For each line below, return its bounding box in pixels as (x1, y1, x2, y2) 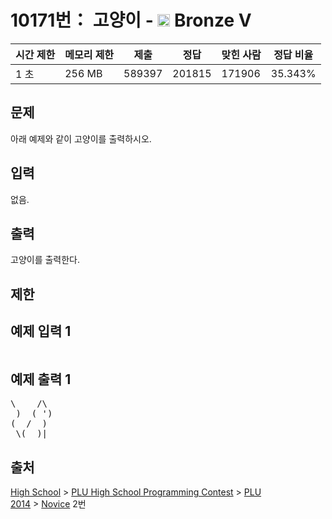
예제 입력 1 (10, 323, 72, 340)
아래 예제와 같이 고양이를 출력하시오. (10, 132, 152, 145)
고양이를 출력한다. (10, 254, 81, 266)
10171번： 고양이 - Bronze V (10, 9, 252, 32)
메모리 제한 (64, 47, 115, 61)
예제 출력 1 (10, 371, 72, 388)
